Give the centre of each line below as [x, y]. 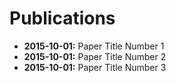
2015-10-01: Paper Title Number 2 [95, 56]
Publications [62, 18]
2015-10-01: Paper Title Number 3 [95, 67]
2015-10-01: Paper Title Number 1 [94, 46]
